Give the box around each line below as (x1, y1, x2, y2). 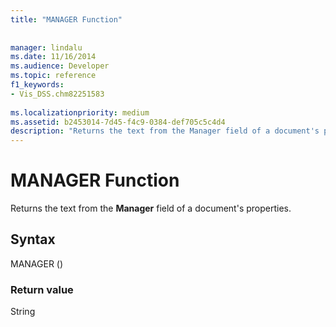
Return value (10, 282, 74, 296)
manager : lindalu (10, 42, 83, 53)
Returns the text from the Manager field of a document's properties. (10, 202, 292, 215)
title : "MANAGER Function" (10, 14, 123, 25)
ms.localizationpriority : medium (10, 107, 150, 118)
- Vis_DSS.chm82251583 (10, 89, 105, 99)
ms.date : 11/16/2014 (10, 52, 97, 62)
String (10, 306, 36, 318)
